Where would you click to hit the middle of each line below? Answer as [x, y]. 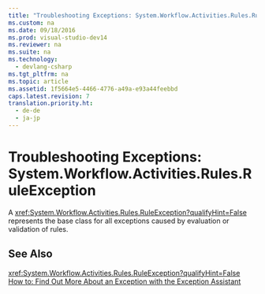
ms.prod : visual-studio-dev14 [58, 37]
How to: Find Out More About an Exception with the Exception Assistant [125, 281]
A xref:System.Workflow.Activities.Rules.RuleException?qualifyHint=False [127, 212]
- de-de [28, 111]
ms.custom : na [32, 23]
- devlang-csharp [44, 67]
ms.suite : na [30, 52]
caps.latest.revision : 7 [49, 96]
